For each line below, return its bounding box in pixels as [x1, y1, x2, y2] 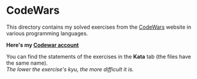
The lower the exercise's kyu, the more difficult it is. [6, 65, 134, 72]
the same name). [6, 59, 48, 66]
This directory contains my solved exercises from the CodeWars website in [6, 23, 192, 31]
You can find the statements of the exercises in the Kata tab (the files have [6, 53, 191, 60]
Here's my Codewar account [6, 41, 79, 48]
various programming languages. [6, 29, 88, 37]
